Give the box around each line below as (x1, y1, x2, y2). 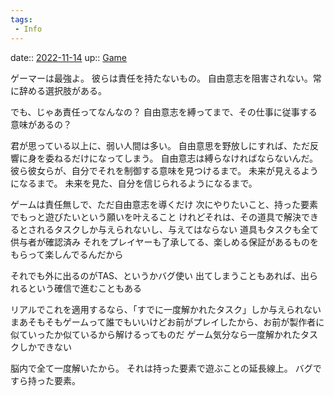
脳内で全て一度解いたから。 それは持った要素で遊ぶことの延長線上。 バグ (10, 362, 313, 374)
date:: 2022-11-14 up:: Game (10, 51, 128, 63)
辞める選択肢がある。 (18, 84, 107, 96)
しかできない (18, 341, 72, 353)
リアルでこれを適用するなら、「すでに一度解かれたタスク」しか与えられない (10, 303, 322, 315)
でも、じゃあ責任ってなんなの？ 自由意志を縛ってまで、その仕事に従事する (10, 106, 318, 118)
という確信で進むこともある (27, 282, 142, 294)
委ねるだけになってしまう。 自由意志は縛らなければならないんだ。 (44, 152, 318, 164)
